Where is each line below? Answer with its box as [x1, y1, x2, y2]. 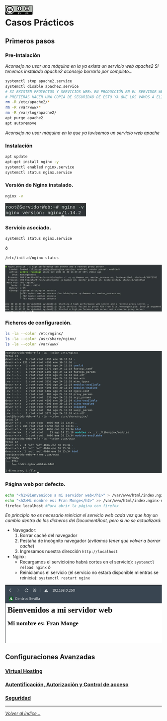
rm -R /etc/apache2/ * [5, 100, 50, 105]
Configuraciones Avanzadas [5, 653, 95, 661]
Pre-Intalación [5, 52, 41, 59]
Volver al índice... [5, 711, 41, 717]
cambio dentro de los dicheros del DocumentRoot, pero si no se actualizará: [5, 518, 162, 524]
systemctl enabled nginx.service [5, 165, 75, 170]
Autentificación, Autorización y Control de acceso [5, 681, 129, 688]
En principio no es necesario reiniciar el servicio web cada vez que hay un [5, 512, 158, 518]
